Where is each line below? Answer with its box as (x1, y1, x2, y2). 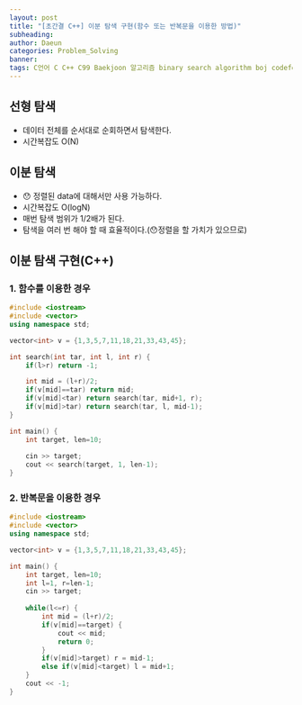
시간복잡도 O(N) (22, 136, 79, 147)
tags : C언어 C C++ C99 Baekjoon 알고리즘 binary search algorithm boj (9, 64, 268, 73)
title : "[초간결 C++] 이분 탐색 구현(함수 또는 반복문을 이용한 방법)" (9, 22, 242, 31)
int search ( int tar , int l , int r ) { (9, 352, 151, 361)
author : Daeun (9, 38, 63, 48)
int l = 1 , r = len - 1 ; (25, 578, 94, 588)
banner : (9, 55, 39, 64)
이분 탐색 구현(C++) (9, 253, 114, 268)
